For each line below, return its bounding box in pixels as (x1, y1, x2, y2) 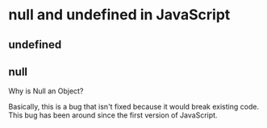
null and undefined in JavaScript (8, 6, 231, 24)
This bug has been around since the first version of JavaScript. (8, 110, 218, 120)
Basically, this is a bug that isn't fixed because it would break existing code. (8, 102, 260, 112)
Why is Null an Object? (8, 86, 84, 96)
